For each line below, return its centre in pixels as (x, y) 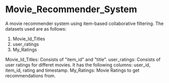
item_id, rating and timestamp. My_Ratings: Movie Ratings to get (73, 70)
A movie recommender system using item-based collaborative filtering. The (84, 23)
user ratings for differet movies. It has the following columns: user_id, (78, 65)
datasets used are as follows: (36, 29)
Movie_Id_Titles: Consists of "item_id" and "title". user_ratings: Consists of (83, 59)
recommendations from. (31, 75)
